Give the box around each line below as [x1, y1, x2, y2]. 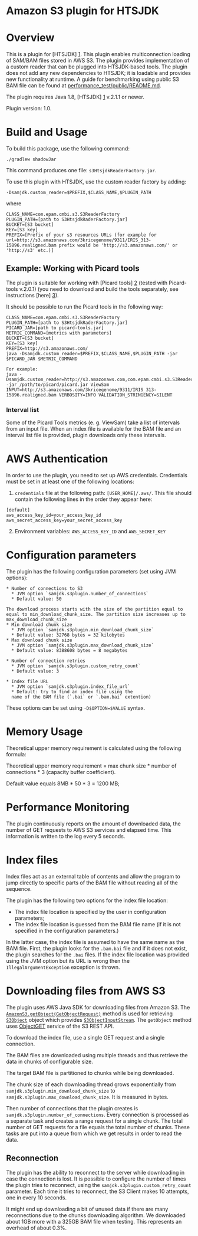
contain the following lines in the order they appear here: [14, 496, 153, 503]
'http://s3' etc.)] [6, 248, 54, 254]
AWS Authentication [6, 453, 108, 465]
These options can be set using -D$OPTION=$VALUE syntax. [6, 704, 146, 712]
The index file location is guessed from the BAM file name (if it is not [14, 920, 181, 927]
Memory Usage [6, 725, 83, 739]
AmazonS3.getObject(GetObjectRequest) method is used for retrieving [6, 1010, 173, 1017]
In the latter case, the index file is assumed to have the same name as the [6, 938, 184, 945]
